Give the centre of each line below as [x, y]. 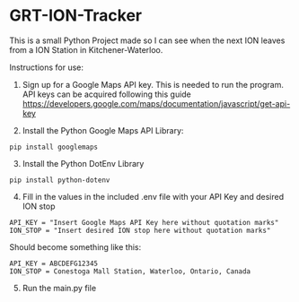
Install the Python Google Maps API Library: [103, 130]
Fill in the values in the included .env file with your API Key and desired [153, 196]
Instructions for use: [46, 67]
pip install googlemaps [54, 147]
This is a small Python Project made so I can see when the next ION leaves [147, 40]
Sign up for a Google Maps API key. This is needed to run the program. [153, 84]
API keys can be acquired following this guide [106, 94]
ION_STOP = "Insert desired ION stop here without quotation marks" [140, 230]
